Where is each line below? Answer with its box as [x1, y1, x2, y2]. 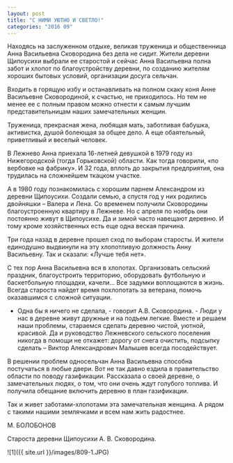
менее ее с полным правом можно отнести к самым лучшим [7, 100, 191, 109]
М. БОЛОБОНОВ [7, 421, 56, 430]
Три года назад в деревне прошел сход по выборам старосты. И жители [7, 235, 224, 244]
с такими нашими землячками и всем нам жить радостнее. [7, 408, 186, 416]
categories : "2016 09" [7, 23, 73, 30]
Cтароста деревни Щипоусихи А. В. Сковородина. [7, 434, 156, 443]
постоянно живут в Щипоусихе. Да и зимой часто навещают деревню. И [7, 214, 224, 223]
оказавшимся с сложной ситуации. [7, 293, 113, 301]
